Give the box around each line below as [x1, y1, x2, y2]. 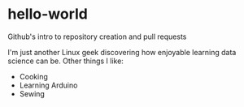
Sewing [19, 88, 46, 98]
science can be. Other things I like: [7, 56, 124, 66]
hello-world [7, 5, 89, 24]
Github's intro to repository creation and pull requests [7, 32, 187, 41]
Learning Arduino [19, 80, 78, 90]
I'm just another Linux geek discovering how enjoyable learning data [7, 47, 237, 57]
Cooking [19, 71, 48, 81]
